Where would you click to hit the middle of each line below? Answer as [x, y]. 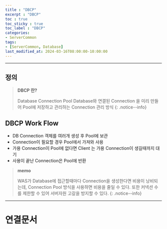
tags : [11, 42]
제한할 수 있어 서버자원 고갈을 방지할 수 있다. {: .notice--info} [82, 193]
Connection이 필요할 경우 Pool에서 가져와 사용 [58, 142]
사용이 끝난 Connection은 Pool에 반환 [49, 161]
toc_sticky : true [24, 24]
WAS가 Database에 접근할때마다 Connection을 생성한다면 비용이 [81, 181]
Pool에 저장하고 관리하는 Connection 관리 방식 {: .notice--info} [85, 107]
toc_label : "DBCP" [25, 28]
